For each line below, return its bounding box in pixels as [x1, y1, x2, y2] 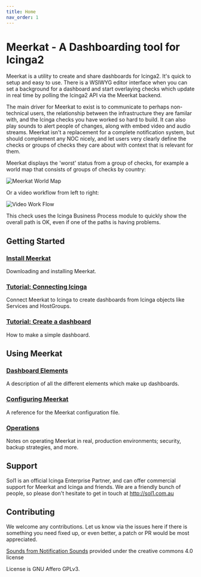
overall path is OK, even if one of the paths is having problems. [6, 219, 161, 226]
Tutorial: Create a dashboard [6, 318, 92, 326]
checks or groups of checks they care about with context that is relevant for [6, 141, 193, 149]
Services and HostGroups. [6, 303, 71, 310]
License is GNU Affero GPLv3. [6, 565, 80, 572]
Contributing [6, 507, 55, 517]
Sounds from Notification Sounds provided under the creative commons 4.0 [6, 547, 193, 554]
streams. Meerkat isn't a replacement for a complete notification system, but [6, 129, 195, 136]
